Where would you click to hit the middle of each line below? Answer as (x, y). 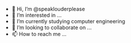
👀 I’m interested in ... (37, 15)
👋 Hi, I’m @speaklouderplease (48, 9)
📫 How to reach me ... (39, 34)
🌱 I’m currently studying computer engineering (68, 21)
